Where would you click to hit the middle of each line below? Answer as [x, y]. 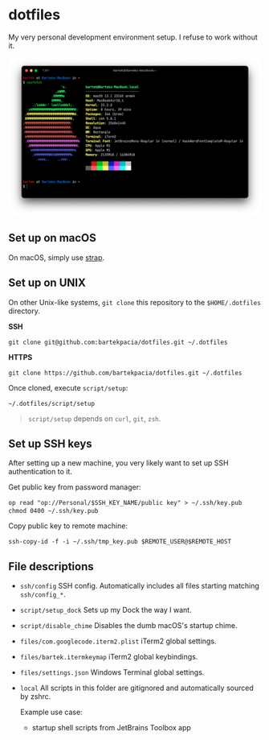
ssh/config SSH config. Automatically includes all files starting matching [139, 586]
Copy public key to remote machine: [68, 526]
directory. [24, 311]
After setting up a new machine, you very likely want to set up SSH [118, 463]
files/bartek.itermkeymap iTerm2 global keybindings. [109, 657]
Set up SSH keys [50, 443]
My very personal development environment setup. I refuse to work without [133, 37]
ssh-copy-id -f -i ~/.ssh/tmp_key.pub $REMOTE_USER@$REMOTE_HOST [120, 542]
